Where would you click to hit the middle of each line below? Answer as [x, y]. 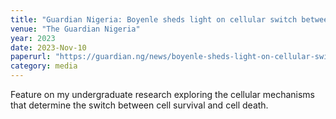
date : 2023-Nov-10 [48, 47]
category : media [44, 66]
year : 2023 [33, 38]
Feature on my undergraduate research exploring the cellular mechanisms [162, 94]
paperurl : [31, 57]
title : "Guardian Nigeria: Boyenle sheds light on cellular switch [154, 19]
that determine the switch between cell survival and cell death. [139, 105]
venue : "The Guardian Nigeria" [75, 29]
